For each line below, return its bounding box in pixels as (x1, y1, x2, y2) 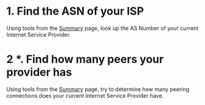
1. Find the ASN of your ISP (6, 4, 144, 18)
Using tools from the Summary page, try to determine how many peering (6, 85, 190, 93)
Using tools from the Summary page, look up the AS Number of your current (6, 24, 199, 32)
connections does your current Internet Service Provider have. (6, 92, 164, 99)
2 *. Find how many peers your (6, 52, 164, 67)
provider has (6, 65, 72, 79)
